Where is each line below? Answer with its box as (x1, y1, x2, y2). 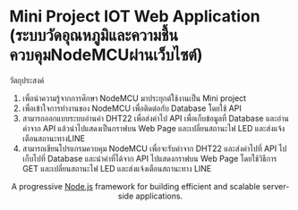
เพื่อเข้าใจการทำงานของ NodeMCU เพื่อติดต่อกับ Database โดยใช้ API (21, 103, 242, 113)
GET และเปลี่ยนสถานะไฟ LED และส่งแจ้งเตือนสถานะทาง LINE (21, 163, 212, 173)
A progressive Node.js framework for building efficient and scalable (11, 181, 261, 191)
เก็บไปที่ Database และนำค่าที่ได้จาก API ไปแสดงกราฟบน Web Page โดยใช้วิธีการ (21, 153, 277, 164)
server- (262, 181, 290, 191)
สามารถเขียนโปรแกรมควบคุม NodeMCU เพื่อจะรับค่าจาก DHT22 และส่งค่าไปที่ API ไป (21, 143, 287, 154)
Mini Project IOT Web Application (9, 6, 261, 27)
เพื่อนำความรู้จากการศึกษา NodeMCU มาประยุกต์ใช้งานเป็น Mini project (21, 92, 247, 104)
